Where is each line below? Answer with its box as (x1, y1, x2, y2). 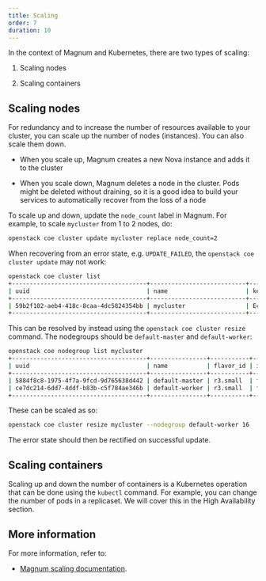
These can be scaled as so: (8, 405, 98, 416)
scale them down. (8, 139, 66, 149)
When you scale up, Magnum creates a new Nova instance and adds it (19, 155, 250, 165)
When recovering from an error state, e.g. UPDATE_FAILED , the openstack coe (8, 249, 255, 258)
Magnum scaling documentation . (19, 564, 127, 573)
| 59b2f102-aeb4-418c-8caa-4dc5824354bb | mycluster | (8, 302, 249, 309)
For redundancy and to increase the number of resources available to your (8, 123, 251, 132)
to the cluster (19, 163, 63, 173)
